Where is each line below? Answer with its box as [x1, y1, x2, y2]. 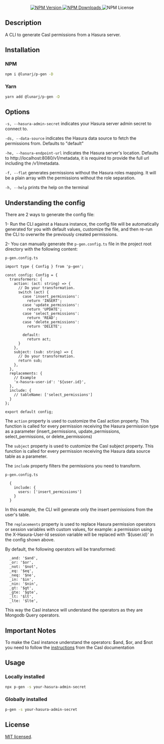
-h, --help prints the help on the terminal [5, 185, 89, 191]
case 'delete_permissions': [22, 320, 80, 325]
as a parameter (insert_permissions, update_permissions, [5, 428, 121, 434]
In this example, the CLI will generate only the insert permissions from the [5, 507, 153, 512]
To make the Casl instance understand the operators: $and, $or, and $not [5, 639, 153, 645]
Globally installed [5, 696, 47, 703]
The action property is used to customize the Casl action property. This [5, 418, 149, 424]
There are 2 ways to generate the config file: [5, 212, 95, 217]
